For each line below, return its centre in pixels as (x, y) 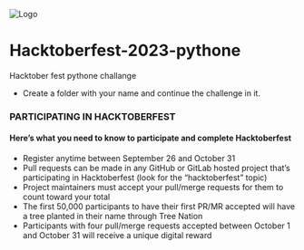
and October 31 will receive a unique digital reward (117, 236)
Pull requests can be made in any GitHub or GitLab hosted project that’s (156, 168)
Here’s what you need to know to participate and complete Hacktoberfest (151, 138)
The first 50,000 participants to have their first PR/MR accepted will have (159, 207)
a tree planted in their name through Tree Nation (113, 216)
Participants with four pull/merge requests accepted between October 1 (156, 226)
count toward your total (66, 197)
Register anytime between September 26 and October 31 (129, 159)
